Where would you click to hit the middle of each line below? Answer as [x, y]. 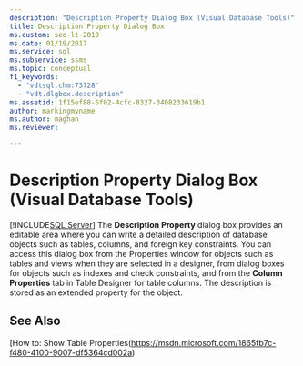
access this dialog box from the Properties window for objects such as [141, 253]
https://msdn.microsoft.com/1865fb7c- [203, 342]
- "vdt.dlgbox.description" [71, 94]
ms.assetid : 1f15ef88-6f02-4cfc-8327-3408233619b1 [107, 102]
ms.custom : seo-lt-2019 [55, 35]
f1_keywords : [34, 77]
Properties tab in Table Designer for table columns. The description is [141, 282]
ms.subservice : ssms [49, 60]
